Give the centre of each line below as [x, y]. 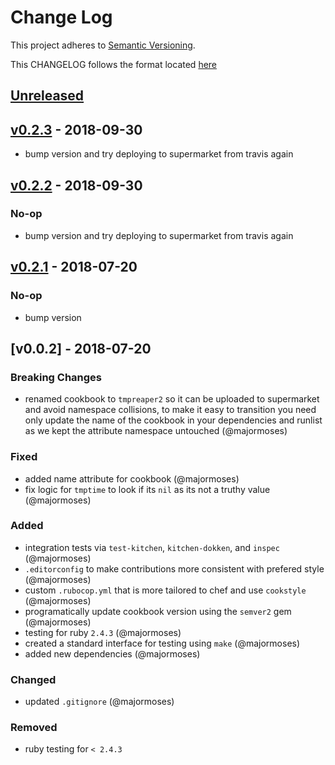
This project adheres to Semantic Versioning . [103, 45]
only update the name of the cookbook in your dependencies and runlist [173, 420]
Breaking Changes [56, 377]
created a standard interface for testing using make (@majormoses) [162, 643]
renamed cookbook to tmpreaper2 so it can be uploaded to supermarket [172, 399]
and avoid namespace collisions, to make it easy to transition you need [170, 410]
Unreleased [47, 96]
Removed [34, 728]
